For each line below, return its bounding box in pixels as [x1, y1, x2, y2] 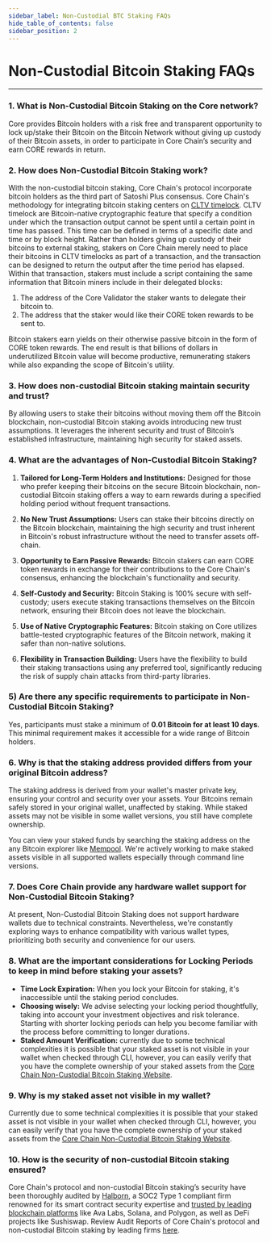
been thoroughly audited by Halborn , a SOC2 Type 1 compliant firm [8, 1191, 231, 1201]
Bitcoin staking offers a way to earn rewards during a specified [52, 490, 261, 500]
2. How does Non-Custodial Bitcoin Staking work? [8, 165, 208, 176]
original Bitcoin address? [8, 767, 108, 778]
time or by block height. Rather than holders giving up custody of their [8, 234, 242, 244]
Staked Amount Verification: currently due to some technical [19, 1035, 226, 1045]
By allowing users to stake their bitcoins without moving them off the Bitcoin [8, 408, 261, 418]
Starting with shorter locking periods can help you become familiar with [19, 1018, 258, 1027]
